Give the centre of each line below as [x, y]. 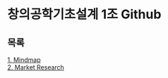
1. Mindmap [24, 60]
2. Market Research [36, 67]
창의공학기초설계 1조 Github [84, 14]
